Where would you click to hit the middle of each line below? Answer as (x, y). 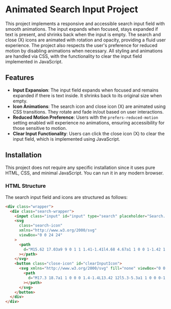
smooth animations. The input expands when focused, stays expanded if (82, 29)
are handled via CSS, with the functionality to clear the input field (74, 56)
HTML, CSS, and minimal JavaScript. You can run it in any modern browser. (85, 173)
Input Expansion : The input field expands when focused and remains (86, 90)
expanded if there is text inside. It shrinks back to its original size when (87, 95)
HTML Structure (26, 186)
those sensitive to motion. (40, 128)
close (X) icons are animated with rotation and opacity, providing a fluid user (86, 40)
